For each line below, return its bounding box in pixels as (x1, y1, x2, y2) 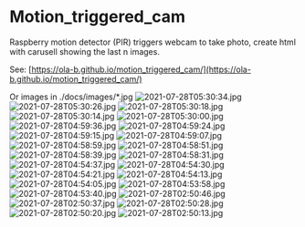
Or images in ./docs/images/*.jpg (9, 91, 133, 102)
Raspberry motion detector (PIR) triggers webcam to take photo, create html (9, 36, 297, 47)
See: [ (9, 64, 32, 75)
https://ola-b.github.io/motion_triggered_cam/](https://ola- (31, 64, 251, 75)
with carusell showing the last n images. (9, 46, 160, 57)
